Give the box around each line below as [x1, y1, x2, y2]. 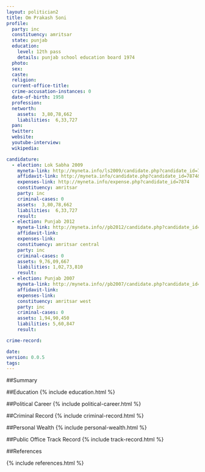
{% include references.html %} [6, 459, 84, 467]
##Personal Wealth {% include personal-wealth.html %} [6, 424, 148, 431]
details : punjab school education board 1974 [17, 54, 135, 60]
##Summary [6, 377, 38, 384]
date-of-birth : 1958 [12, 94, 64, 100]
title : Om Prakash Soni [6, 15, 67, 21]
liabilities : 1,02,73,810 [17, 264, 84, 270]
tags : [6, 360, 20, 366]
